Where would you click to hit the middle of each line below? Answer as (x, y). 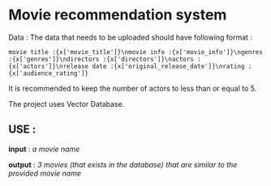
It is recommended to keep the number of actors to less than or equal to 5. (133, 88)
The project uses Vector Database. (67, 104)
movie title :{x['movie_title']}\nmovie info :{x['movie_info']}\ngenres (136, 52)
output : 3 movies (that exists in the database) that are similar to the (123, 164)
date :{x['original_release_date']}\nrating (168, 66)
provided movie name (45, 173)
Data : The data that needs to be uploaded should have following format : (131, 37)
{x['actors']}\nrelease (49, 66)
